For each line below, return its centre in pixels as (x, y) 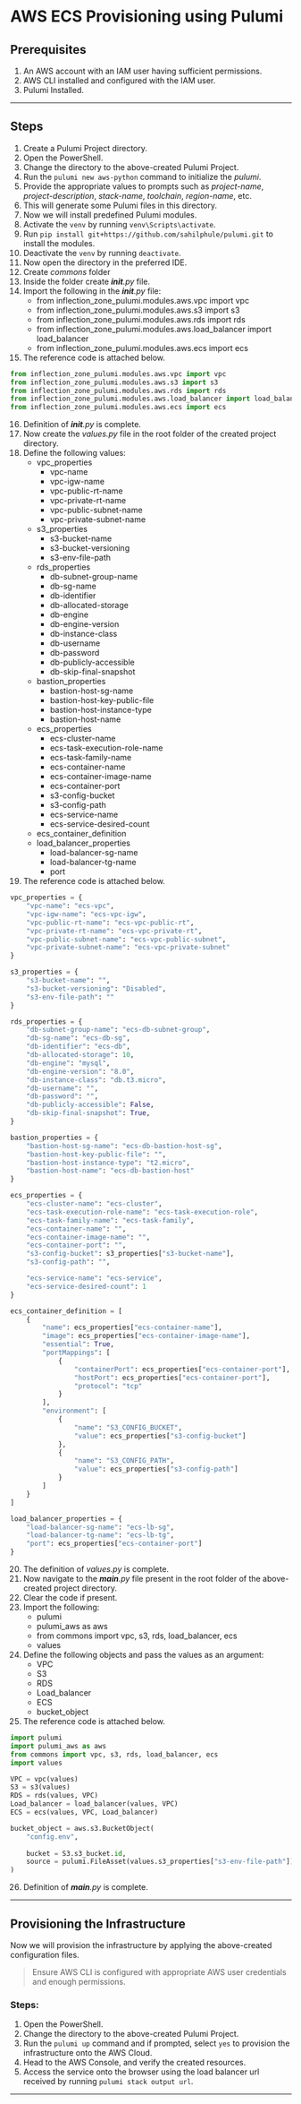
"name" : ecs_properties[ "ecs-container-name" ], (132, 1327)
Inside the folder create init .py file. (87, 281)
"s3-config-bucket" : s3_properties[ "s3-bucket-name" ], (130, 1254)
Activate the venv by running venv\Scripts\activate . (119, 224)
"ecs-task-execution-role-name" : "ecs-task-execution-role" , (142, 1212)
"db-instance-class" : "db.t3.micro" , (96, 1080)
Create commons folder (67, 271)
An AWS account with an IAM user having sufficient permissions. (142, 71)
